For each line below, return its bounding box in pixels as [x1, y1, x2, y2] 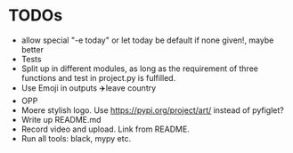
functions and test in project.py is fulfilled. [20, 72, 176, 83]
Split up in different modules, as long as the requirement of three [20, 63, 259, 74]
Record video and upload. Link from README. [20, 124, 191, 134]
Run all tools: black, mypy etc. [20, 133, 132, 143]
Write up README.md [20, 114, 102, 125]
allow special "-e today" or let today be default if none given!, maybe [20, 35, 274, 45]
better [20, 44, 44, 54]
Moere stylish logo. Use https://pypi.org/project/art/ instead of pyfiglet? [20, 104, 284, 116]
